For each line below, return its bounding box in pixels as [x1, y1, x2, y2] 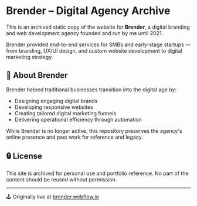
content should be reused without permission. [6, 176, 117, 183]
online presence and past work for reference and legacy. [6, 133, 144, 140]
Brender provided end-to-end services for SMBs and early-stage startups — [6, 41, 191, 48]
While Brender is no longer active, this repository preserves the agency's [6, 127, 182, 134]
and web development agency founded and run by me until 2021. [6, 29, 164, 36]
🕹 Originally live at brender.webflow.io [6, 193, 100, 200]
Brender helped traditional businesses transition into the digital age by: [6, 86, 177, 93]
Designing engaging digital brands [14, 97, 98, 104]
